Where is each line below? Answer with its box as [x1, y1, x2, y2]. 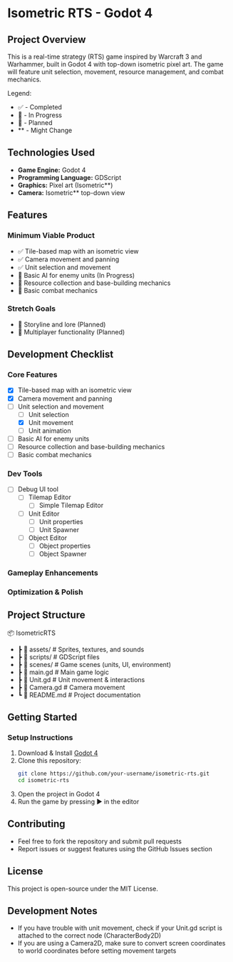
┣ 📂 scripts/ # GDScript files [17, 652, 100, 661]
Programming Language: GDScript [17, 173, 122, 181]
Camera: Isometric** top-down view [17, 188, 125, 197]
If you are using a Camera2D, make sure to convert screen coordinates [17, 939, 226, 948]
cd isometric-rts [17, 777, 70, 784]
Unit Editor [28, 509, 60, 518]
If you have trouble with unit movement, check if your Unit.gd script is [17, 923, 223, 933]
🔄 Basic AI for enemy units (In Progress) [17, 271, 135, 279]
